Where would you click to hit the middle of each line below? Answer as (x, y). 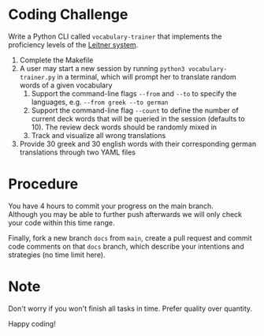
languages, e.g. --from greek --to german (100, 102)
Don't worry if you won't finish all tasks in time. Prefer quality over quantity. (130, 308)
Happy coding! (32, 323)
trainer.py (37, 77)
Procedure (43, 184)
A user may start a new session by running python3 (102, 68)
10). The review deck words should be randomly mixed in (124, 127)
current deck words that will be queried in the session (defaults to (138, 118)
